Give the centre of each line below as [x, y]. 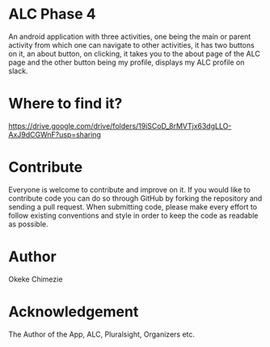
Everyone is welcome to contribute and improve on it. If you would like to [129, 189]
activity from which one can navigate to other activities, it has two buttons [131, 44]
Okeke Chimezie [36, 279]
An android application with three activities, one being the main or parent [130, 36]
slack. [18, 70]
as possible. [28, 224]
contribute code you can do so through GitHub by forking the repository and [135, 198]
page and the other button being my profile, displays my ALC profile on [127, 62]
